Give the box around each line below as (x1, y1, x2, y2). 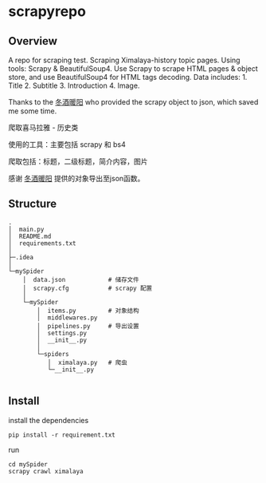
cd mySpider (8, 460, 48, 469)
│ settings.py (37, 329, 88, 337)
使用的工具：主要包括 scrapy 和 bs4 (8, 140, 126, 149)
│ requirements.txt (8, 239, 77, 247)
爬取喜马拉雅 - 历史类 (8, 123, 79, 132)
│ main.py (8, 225, 45, 233)
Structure (8, 197, 57, 211)
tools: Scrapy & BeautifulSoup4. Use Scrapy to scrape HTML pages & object (8, 64, 259, 73)
